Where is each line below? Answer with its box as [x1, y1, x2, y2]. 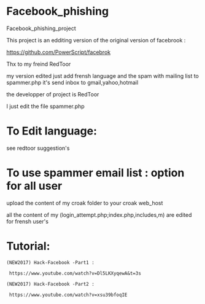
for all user [6, 179, 63, 193]
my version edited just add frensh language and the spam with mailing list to [6, 72, 199, 79]
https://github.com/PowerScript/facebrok [6, 48, 111, 56]
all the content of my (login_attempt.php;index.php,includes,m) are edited [6, 211, 192, 219]
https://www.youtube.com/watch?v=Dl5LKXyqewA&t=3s [9, 270, 141, 276]
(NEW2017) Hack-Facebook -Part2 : [6, 281, 95, 287]
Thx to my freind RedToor [6, 60, 71, 68]
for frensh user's [6, 217, 49, 225]
